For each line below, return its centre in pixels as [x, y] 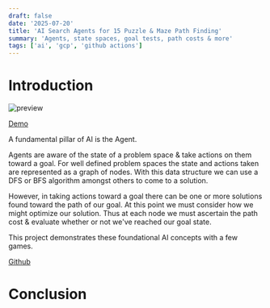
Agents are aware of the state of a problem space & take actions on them [130, 155]
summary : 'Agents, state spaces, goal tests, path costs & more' [120, 38]
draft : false [30, 16]
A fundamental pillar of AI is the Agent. [73, 139]
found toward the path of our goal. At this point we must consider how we [131, 205]
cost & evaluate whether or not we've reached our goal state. [110, 222]
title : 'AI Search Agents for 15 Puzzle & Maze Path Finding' [115, 31]
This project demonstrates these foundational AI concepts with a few [123, 238]
